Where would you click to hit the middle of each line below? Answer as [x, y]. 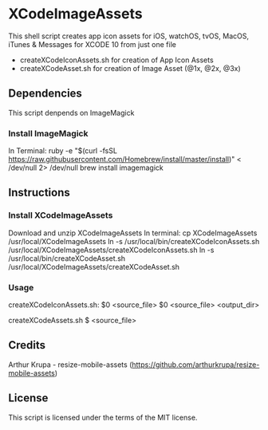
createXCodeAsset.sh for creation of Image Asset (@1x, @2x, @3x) [130, 68]
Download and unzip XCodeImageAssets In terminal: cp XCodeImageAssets [133, 233]
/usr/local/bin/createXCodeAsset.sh [67, 258]
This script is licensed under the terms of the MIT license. [103, 417]
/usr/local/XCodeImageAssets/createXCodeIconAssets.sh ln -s [111, 250]
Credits [27, 345]
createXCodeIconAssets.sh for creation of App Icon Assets [116, 60]
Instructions [39, 193]
